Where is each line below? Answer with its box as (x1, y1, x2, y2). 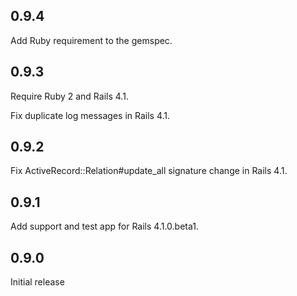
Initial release (10, 276, 65, 288)
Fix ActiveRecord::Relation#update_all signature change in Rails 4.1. (10, 165, 288, 177)
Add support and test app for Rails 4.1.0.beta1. (10, 220, 200, 233)
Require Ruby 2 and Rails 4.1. (10, 90, 129, 102)
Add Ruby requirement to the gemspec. (10, 34, 173, 46)
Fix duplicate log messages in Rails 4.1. (10, 109, 171, 121)
